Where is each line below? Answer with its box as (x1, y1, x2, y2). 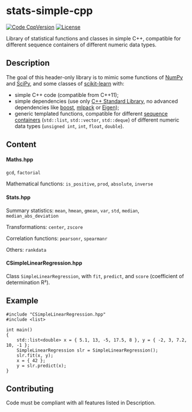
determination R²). (6, 279, 50, 286)
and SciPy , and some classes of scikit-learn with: (6, 80, 125, 87)
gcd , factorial (6, 169, 41, 176)
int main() (6, 327, 33, 333)
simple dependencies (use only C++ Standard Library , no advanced (14, 97, 179, 104)
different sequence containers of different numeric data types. (6, 41, 157, 48)
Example (6, 296, 39, 306)
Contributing (6, 383, 54, 394)
